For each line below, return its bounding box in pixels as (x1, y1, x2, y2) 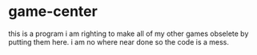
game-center (8, 2, 98, 21)
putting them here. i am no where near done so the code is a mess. (8, 37, 230, 46)
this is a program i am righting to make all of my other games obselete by (8, 29, 249, 38)
